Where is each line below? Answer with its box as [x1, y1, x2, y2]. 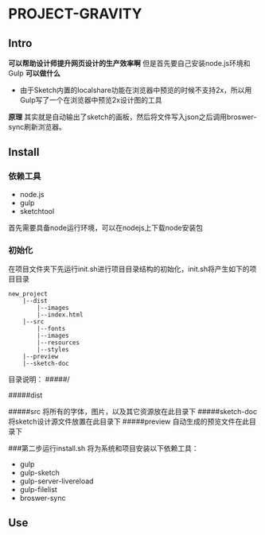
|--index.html [37, 311, 84, 319]
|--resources [37, 339, 80, 347]
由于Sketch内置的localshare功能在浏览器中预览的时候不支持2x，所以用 [19, 85, 252, 95]
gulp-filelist [19, 484, 57, 494]
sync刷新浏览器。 [8, 122, 66, 131]
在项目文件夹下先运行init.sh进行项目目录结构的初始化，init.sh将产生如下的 [8, 264, 250, 273]
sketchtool [19, 206, 55, 215]
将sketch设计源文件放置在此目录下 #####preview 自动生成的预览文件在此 [8, 417, 249, 426]
